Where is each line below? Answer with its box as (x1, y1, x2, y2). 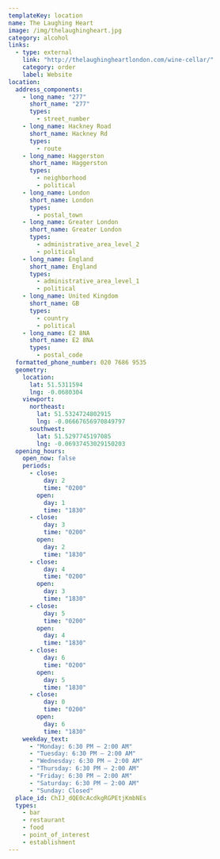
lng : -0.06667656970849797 (36, 418, 126, 426)
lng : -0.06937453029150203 (36, 440, 126, 448)
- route (36, 144, 62, 152)
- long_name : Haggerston (22, 152, 104, 160)
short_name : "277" (28, 100, 90, 108)
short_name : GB (28, 299, 80, 307)
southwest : (28, 425, 66, 433)
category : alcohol (8, 33, 69, 42)
